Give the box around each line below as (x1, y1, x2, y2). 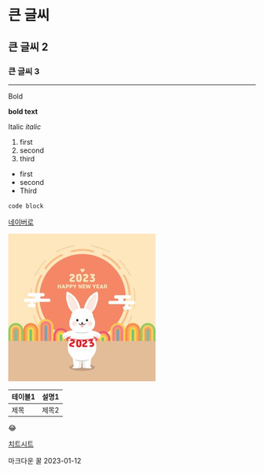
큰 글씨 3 (8, 65, 40, 76)
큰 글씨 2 (8, 40, 49, 54)
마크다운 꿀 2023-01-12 (8, 456, 82, 465)
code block (8, 201, 44, 210)
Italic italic (8, 122, 42, 131)
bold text (8, 106, 38, 116)
